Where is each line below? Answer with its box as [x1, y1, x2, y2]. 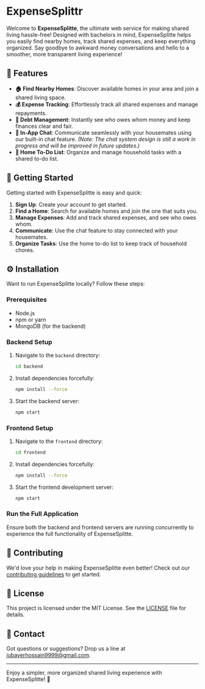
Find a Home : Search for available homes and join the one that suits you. [15, 207, 198, 215]
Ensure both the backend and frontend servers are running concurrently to [6, 523, 194, 531]
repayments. [15, 109, 47, 117]
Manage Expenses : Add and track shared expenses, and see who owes [15, 214, 196, 221]
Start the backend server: [15, 397, 80, 404]
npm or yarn [15, 316, 46, 323]
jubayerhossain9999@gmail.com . [6, 652, 91, 659]
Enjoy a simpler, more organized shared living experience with [6, 669, 163, 677]
